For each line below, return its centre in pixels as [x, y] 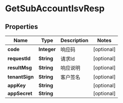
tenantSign [21, 77]
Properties [22, 27]
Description [74, 40]
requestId [19, 58]
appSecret [20, 93]
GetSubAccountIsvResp [55, 9]
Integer [47, 49]
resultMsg [20, 68]
